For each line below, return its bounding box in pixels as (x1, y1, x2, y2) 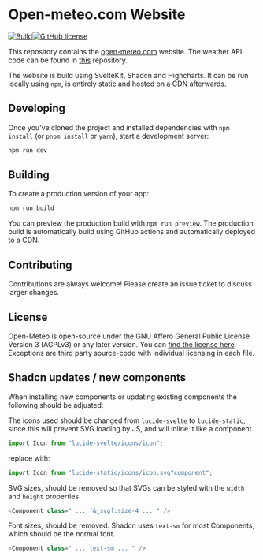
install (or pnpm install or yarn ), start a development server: (8, 131, 209, 140)
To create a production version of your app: (8, 189, 150, 199)
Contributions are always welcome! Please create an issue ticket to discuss (8, 279, 252, 289)
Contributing (8, 258, 72, 271)
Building (8, 168, 50, 182)
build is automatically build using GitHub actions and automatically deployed (8, 227, 256, 237)
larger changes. (8, 288, 59, 297)
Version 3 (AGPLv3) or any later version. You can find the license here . (8, 339, 237, 349)
